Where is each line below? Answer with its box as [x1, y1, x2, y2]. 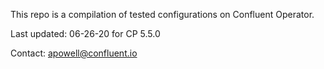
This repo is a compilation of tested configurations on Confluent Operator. [10, 9, 315, 20]
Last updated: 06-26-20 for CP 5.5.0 [10, 28, 161, 39]
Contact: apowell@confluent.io [10, 47, 138, 59]
